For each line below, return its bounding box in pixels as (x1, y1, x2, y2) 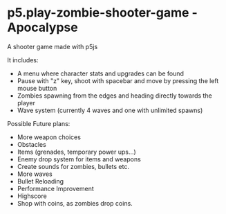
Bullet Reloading (17, 177, 64, 185)
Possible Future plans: (7, 119, 70, 127)
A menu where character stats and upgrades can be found (17, 69, 185, 78)
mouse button (17, 84, 57, 92)
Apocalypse (7, 19, 78, 35)
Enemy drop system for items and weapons (17, 154, 142, 163)
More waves (17, 170, 53, 178)
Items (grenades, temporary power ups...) (17, 148, 136, 156)
